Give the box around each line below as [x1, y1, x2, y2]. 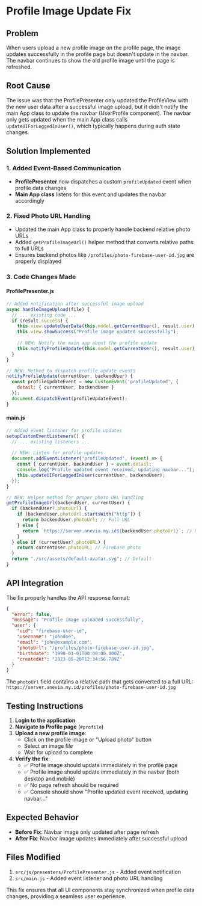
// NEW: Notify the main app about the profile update [17, 340, 158, 347]
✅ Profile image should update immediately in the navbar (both [23, 768, 180, 775]
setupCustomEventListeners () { [6, 433, 85, 439]
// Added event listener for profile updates [6, 427, 122, 434]
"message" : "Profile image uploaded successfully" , [11, 617, 144, 623]
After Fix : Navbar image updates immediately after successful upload [14, 834, 188, 842]
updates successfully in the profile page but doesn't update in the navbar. [6, 51, 189, 58]
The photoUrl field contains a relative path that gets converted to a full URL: [6, 678, 194, 685]
